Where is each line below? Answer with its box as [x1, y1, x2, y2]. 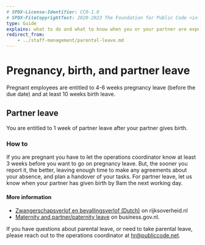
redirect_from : [6, 32, 45, 38]
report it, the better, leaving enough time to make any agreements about [6, 166, 187, 174]
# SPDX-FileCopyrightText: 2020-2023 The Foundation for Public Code [6, 15, 187, 21]
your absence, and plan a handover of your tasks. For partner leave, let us [6, 173, 192, 180]
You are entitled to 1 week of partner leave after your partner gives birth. [6, 124, 188, 131]
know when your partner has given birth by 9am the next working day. [6, 180, 183, 187]
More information [6, 193, 52, 200]
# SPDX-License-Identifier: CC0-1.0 [6, 9, 99, 15]
